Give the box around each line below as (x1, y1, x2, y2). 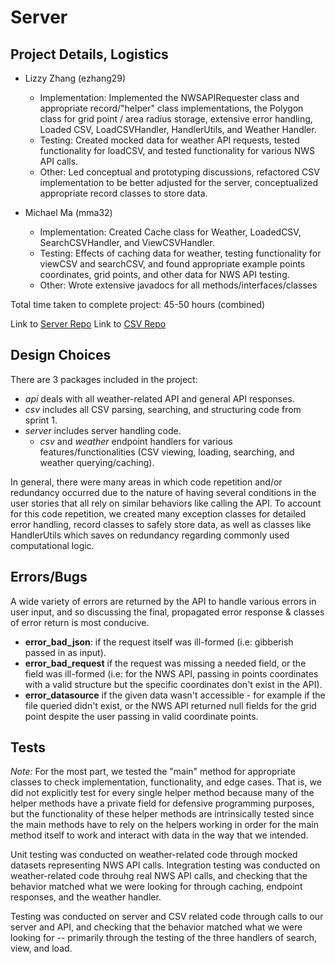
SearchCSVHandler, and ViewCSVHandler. (39, 237, 215, 248)
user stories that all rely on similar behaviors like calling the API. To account (10, 497, 322, 509)
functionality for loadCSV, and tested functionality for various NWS (39, 145, 316, 156)
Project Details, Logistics (10, 46, 169, 63)
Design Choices (10, 347, 112, 364)
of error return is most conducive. (10, 616, 150, 628)
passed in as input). (24, 646, 107, 658)
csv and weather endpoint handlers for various (39, 435, 233, 447)
